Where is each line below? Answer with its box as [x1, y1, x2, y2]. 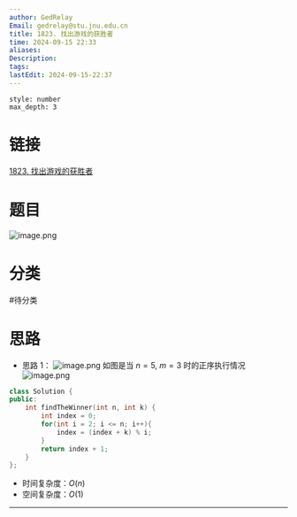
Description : [9, 54, 57, 63]
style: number [9, 95, 62, 104]
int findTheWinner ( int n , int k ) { [25, 404, 156, 413]
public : [9, 395, 38, 404]
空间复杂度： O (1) [21, 489, 84, 500]
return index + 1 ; [41, 444, 109, 453]
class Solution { [9, 387, 73, 396]
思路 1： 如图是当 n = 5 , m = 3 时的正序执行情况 [21, 359, 246, 370]
